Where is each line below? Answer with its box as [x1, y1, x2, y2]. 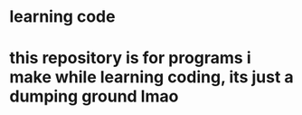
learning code [9, 6, 116, 27]
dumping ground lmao [9, 86, 179, 107]
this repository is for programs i [9, 48, 251, 69]
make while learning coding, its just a [9, 67, 294, 88]
